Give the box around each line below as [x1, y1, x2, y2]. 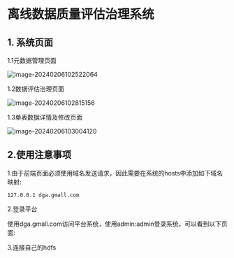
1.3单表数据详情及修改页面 [7, 113, 82, 121]
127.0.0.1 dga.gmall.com [7, 192, 80, 199]
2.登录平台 [7, 204, 38, 213]
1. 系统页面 [7, 36, 54, 48]
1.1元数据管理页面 [7, 57, 57, 64]
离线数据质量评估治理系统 [7, 6, 155, 22]
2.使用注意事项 [7, 149, 72, 161]
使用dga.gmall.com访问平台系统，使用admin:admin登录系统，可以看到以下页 [7, 220, 228, 228]
